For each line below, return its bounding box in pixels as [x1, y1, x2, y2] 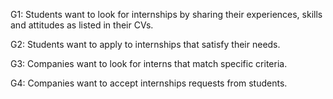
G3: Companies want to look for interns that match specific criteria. [10, 58, 288, 69]
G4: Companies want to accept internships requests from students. [10, 77, 288, 89]
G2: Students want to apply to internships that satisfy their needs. [10, 39, 281, 50]
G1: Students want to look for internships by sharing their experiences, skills [10, 9, 323, 20]
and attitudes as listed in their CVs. [10, 19, 154, 31]
